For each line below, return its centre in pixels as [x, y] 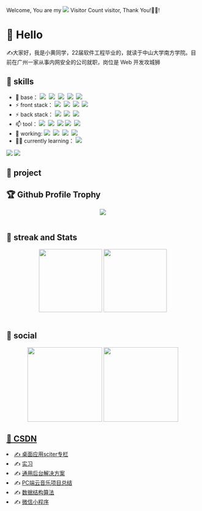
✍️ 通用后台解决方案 [40, 473]
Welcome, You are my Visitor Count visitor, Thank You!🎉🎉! [83, 10]
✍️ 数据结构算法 [34, 493]
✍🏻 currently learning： [45, 141]
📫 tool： [26, 124]
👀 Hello [24, 35]
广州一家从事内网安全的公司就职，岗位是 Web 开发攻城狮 [88, 62]
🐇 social [22, 336]
